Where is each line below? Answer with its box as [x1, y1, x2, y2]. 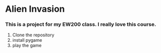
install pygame [12, 37, 42, 43]
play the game [12, 43, 42, 49]
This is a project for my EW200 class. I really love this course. [5, 21, 157, 28]
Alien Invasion [5, 3, 65, 15]
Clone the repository [12, 32, 54, 38]
